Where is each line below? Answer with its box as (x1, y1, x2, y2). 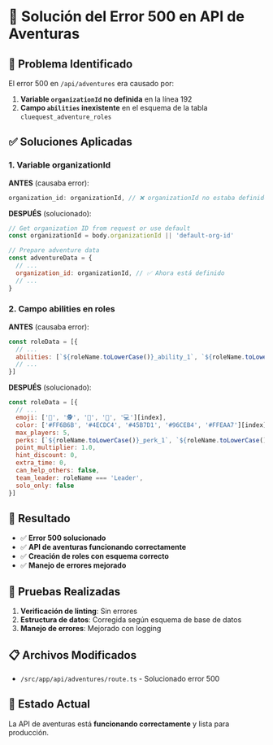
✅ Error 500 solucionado (19, 533, 106, 543)
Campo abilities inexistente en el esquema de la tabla (19, 103, 208, 112)
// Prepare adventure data (8, 246, 100, 255)
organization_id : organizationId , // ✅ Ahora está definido (15, 268, 225, 277)
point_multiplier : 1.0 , (15, 443, 96, 452)
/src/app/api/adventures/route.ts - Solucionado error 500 (19, 674, 220, 684)
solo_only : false (15, 481, 75, 490)
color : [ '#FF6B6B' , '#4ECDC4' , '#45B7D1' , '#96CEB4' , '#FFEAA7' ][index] (15, 420, 267, 429)
